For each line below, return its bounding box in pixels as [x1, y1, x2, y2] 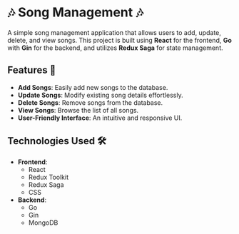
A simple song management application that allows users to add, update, [7, 28, 221, 36]
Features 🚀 [7, 64, 56, 76]
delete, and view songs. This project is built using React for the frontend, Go [7, 36, 232, 44]
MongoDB [28, 218, 59, 227]
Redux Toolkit [28, 173, 69, 181]
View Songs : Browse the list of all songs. [17, 106, 139, 114]
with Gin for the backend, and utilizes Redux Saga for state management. [7, 44, 223, 52]
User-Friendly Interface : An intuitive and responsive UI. [17, 113, 183, 122]
